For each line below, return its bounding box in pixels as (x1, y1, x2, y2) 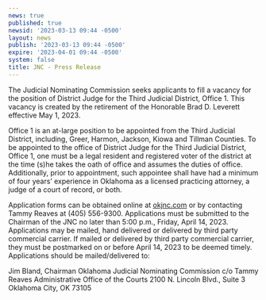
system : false (8, 56, 56, 64)
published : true (8, 19, 62, 27)
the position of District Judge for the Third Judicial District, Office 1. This (8, 93, 245, 103)
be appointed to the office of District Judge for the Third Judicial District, (8, 142, 247, 152)
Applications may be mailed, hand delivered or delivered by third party (8, 225, 238, 235)
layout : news (8, 33, 52, 42)
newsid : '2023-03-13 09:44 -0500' (8, 26, 123, 34)
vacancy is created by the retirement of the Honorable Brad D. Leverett (8, 102, 241, 111)
